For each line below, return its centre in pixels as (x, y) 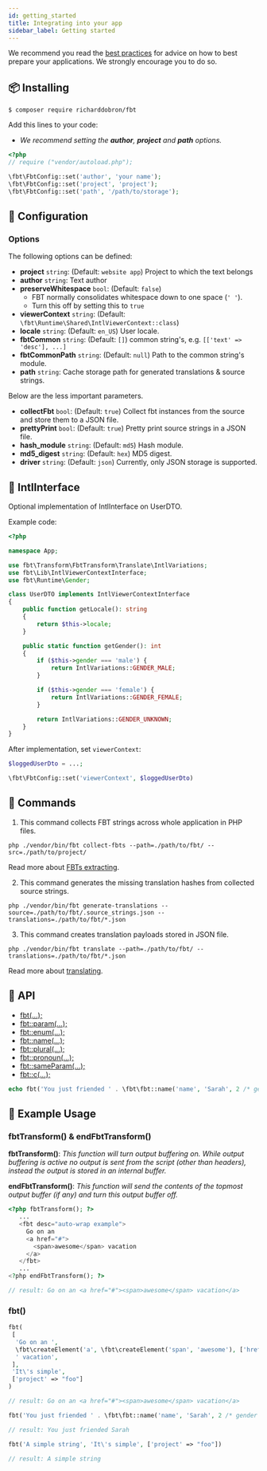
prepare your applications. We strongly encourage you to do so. (113, 61)
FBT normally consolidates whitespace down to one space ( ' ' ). (137, 297)
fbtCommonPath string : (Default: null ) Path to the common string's (132, 355)
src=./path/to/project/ (48, 852)
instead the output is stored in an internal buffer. (87, 1171)
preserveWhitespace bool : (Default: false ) (91, 289)
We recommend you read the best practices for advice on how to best (123, 53)
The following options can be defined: (70, 257)
